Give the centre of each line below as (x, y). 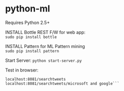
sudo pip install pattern (32, 51)
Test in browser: (22, 70)
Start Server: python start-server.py (43, 60)
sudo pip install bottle (31, 37)
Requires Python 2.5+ (27, 22)
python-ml (28, 9)
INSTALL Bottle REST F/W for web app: (45, 32)
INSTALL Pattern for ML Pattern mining (45, 46)
